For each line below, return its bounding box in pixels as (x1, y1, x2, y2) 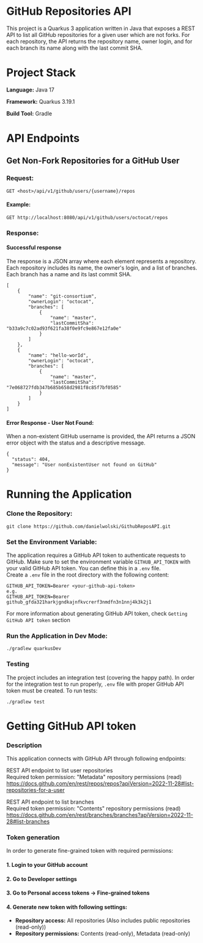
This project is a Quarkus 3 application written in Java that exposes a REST (6, 25, 196, 32)
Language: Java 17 (6, 86, 55, 93)
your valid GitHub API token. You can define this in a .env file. (6, 565, 161, 572)
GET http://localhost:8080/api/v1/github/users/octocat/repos (6, 214, 168, 220)
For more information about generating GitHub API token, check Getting (6, 610, 188, 618)
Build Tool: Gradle (6, 109, 53, 117)
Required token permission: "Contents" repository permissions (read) (6, 805, 181, 812)
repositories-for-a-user (6, 786, 65, 794)
